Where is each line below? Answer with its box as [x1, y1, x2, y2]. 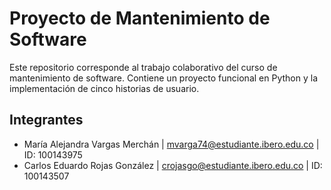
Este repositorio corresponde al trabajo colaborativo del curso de [9, 61, 278, 73]
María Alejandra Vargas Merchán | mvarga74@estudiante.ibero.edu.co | [23, 138, 320, 150]
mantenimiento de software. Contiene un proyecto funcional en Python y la [9, 72, 318, 84]
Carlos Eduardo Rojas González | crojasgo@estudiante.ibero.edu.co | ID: [23, 159, 323, 171]
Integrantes [9, 112, 84, 129]
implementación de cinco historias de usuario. [9, 82, 200, 94]
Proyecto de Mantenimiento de [9, 7, 271, 30]
